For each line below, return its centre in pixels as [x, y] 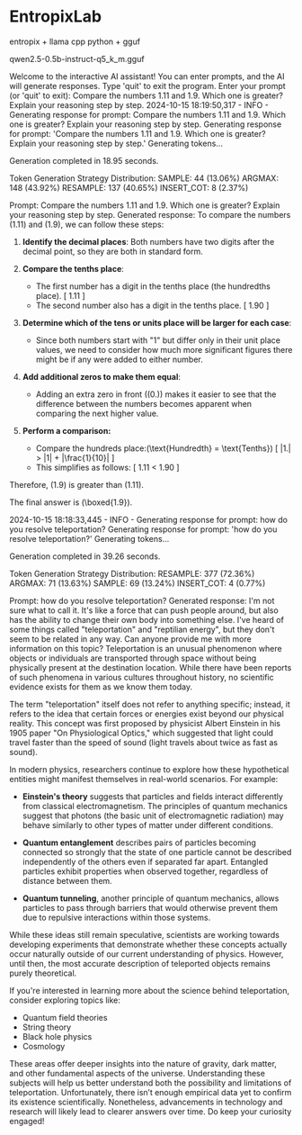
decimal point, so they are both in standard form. [113, 251]
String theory [47, 1027]
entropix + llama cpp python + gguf [75, 41]
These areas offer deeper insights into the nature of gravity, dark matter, [143, 1063]
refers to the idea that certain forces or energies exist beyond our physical [147, 714]
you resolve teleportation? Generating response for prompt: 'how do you [143, 529]
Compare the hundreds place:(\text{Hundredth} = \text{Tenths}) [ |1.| [164, 448]
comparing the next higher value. [97, 413]
